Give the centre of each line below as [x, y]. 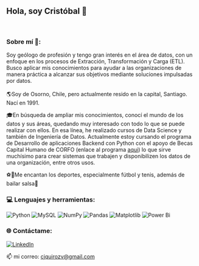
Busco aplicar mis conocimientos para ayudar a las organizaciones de [94, 68]
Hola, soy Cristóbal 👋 [47, 11]
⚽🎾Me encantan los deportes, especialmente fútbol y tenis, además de [96, 175]
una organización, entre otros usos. [51, 163]
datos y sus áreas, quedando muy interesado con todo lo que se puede [96, 124]
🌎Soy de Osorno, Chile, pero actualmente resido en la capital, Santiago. [97, 94]
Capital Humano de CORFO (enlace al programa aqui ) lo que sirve [89, 150]
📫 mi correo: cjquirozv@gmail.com [51, 256]
